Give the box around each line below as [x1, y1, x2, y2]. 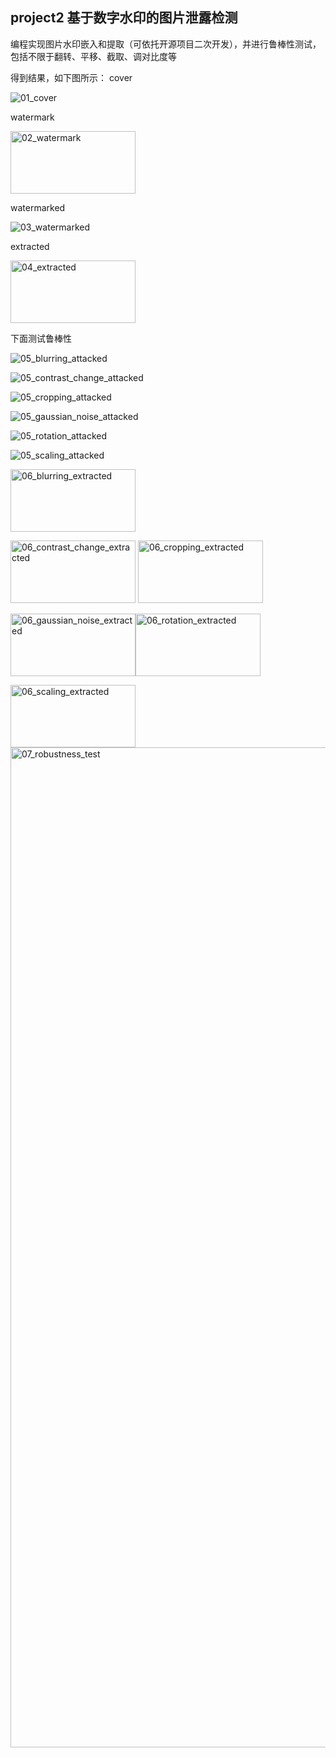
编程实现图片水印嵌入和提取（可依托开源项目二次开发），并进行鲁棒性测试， [10, 38, 322, 50]
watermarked [10, 201, 66, 213]
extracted [10, 240, 50, 252]
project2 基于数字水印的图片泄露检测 [10, 9, 238, 27]
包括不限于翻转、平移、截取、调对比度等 [10, 50, 177, 62]
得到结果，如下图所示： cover [10, 71, 133, 83]
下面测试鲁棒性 [10, 332, 72, 344]
